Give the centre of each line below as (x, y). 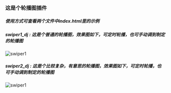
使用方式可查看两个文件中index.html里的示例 (53, 21)
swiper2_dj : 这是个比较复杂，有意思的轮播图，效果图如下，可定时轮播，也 (83, 66)
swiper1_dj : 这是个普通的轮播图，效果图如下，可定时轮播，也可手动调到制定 (85, 34)
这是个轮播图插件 (26, 8)
